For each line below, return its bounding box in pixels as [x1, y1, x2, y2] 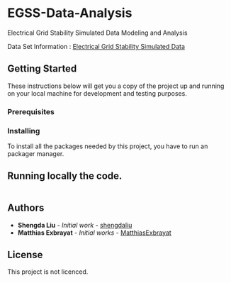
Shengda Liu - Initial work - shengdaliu [17, 221, 133, 229]
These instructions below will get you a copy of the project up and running [7, 82, 225, 90]
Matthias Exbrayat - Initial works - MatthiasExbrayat [17, 228, 171, 237]
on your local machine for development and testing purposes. [7, 89, 188, 97]
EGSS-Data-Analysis [7, 5, 133, 21]
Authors [7, 202, 45, 214]
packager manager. [7, 149, 64, 157]
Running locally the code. [7, 170, 123, 182]
